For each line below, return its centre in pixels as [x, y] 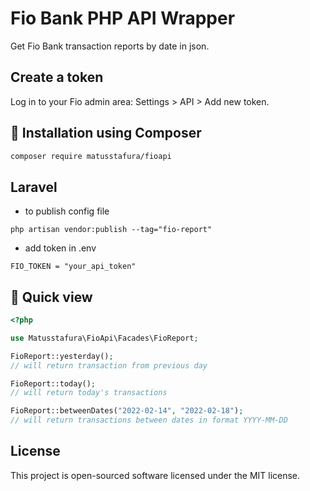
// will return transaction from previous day [109, 365]
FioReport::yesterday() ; [62, 356]
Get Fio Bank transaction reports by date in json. [110, 46]
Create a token [57, 77]
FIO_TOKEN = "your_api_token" [73, 267]
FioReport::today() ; [53, 383]
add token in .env [60, 248]
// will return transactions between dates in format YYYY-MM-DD [149, 420]
